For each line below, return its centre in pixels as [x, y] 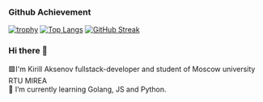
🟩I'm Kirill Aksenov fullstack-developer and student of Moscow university [132, 69]
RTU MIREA [28, 80]
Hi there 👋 [28, 51]
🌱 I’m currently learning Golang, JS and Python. [88, 89]
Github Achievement [50, 12]
